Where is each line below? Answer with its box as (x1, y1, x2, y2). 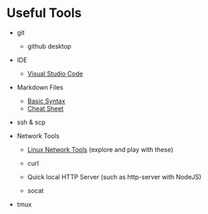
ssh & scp (16, 118, 46, 126)
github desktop (27, 42, 72, 50)
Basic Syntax (27, 97, 66, 105)
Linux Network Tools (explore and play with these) (27, 145, 173, 153)
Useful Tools (6, 5, 82, 21)
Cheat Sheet (27, 104, 64, 112)
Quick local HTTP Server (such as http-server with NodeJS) (27, 172, 202, 181)
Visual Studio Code (27, 69, 83, 78)
